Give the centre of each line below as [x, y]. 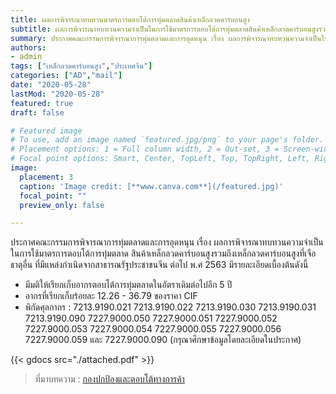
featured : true [42, 103]
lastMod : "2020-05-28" [57, 94]
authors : [28, 47]
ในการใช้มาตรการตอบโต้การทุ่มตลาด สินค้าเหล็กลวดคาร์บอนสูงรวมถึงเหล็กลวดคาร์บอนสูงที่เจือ [163, 253]
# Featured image [46, 131]
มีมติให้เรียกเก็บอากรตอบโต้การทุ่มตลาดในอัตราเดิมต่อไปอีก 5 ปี [128, 285]
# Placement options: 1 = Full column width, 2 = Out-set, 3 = [145, 149]
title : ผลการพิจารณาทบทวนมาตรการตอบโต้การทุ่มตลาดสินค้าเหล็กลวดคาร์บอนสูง [130, 19]
